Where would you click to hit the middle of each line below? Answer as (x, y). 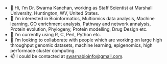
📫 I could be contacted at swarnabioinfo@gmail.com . (67, 56)
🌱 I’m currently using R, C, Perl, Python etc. (55, 35)
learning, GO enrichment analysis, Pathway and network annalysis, (80, 24)
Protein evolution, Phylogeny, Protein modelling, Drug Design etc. (79, 29)
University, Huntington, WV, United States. (55, 13)
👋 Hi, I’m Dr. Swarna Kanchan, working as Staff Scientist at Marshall (81, 8)
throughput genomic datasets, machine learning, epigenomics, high (81, 45)
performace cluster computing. (43, 51)
